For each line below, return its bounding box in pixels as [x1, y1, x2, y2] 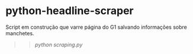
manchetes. [5, 29, 34, 36]
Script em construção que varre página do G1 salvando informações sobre [5, 23, 188, 31]
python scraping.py [34, 41, 83, 48]
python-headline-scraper [5, 4, 134, 18]
